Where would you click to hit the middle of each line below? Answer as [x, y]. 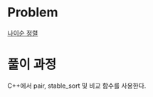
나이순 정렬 [23, 33]
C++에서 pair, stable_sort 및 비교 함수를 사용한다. [77, 86]
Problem [33, 12]
